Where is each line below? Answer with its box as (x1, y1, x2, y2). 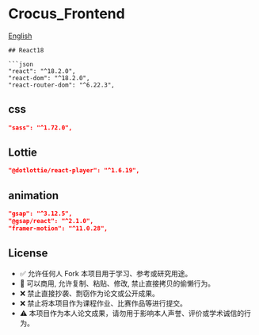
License (8, 247, 48, 260)
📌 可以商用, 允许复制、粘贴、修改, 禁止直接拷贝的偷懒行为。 (19, 279, 215, 288)
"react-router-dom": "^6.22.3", (8, 81, 115, 89)
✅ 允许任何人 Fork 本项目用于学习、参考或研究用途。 (19, 268, 192, 278)
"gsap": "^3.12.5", (8, 210, 73, 218)
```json (8, 60, 34, 68)
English (8, 31, 32, 40)
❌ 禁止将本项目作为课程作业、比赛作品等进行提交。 (19, 298, 188, 308)
